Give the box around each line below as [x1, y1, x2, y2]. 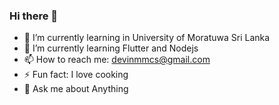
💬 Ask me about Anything [23, 83, 129, 95]
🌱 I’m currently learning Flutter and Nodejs [23, 42, 199, 54]
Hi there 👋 [9, 9, 59, 23]
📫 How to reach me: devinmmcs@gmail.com [23, 54, 211, 66]
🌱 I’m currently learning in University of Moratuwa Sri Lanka [23, 32, 271, 44]
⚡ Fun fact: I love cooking [23, 69, 129, 81]
